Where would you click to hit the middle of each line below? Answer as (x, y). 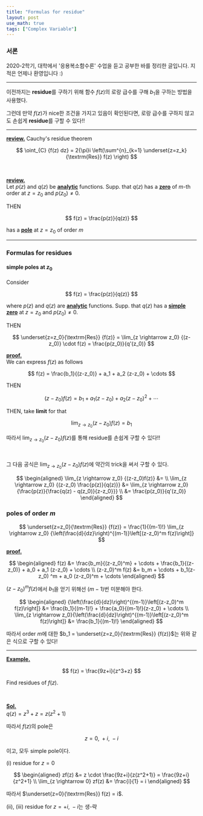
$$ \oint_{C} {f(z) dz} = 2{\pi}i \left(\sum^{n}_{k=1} (79, 150)
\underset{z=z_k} (165, 150)
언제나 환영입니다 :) (40, 73)
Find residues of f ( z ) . (32, 683)
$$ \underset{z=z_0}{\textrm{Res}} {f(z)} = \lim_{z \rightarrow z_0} (96, 337)
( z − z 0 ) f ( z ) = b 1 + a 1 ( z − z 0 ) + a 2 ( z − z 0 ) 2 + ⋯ (101, 398)
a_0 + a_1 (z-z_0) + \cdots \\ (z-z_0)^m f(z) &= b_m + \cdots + (103, 569)
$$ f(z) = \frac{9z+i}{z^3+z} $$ (101, 671)
